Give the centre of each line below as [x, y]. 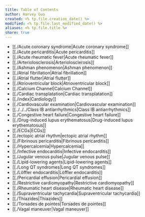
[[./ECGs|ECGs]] [29, 130]
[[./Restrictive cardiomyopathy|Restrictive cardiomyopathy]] [73, 183]
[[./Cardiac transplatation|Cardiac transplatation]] [62, 94]
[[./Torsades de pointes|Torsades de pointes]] [59, 204]
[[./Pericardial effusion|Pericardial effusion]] [57, 178]
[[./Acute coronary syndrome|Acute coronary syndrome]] [71, 47]
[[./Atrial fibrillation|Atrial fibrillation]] [49, 73]
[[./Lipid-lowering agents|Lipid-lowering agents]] [62, 162]
